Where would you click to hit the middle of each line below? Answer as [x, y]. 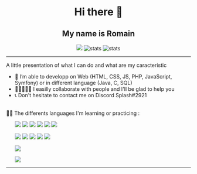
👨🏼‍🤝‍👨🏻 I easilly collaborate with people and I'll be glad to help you [94, 89]
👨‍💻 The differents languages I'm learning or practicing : [73, 113]
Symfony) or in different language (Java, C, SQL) [74, 83]
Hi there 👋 [98, 12]
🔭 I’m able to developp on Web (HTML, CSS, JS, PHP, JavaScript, [93, 76]
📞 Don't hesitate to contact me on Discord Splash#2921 [81, 95]
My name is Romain [98, 34]
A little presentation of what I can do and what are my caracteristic [86, 65]
